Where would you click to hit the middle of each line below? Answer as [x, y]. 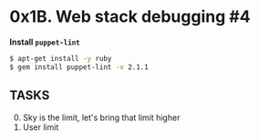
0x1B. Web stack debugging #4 [130, 17]
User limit [41, 127]
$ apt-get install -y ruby [61, 58]
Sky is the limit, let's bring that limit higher [101, 117]
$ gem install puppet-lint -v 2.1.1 [79, 67]
